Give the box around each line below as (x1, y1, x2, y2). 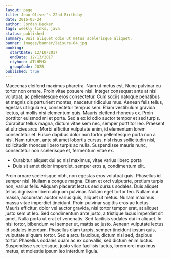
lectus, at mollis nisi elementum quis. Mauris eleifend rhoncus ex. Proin (5, 110, 153, 116)
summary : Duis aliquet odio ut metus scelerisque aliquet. (5, 36, 133, 41)
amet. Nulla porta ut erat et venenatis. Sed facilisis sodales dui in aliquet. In (5, 216, 162, 221)
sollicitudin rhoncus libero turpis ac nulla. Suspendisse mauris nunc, (5, 142, 147, 148)
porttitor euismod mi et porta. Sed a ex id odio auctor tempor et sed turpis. (5, 115, 160, 121)
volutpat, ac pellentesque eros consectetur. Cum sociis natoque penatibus (5, 93, 160, 100)
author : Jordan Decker (5, 21, 53, 27)
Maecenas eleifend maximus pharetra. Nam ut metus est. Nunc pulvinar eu (5, 83, 161, 89)
